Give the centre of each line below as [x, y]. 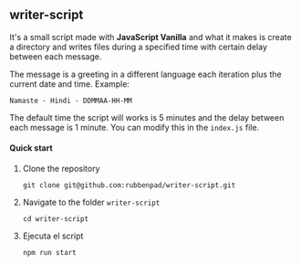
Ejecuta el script [53, 236]
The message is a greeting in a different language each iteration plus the [145, 74]
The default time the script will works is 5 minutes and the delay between [147, 117]
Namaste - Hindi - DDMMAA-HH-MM [71, 101]
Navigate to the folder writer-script [91, 202]
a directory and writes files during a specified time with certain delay [138, 47]
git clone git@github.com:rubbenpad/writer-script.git [129, 185]
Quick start [31, 148]
